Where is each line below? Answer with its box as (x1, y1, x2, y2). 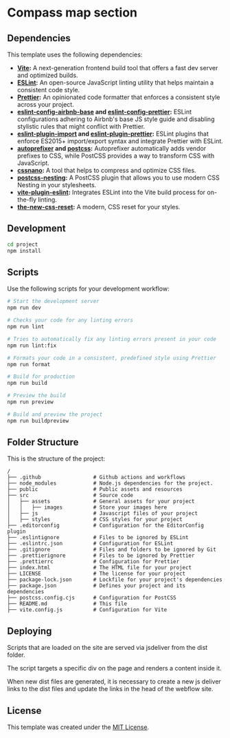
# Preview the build (7, 392, 67, 399)
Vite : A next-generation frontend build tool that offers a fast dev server (16, 64, 218, 72)
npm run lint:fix (7, 342, 57, 349)
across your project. (16, 101, 74, 108)
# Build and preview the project (7, 411, 103, 418)
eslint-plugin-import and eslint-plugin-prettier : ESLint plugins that (16, 129, 209, 138)
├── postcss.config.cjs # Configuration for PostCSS (7, 594, 176, 602)
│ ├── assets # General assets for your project (7, 498, 195, 505)
